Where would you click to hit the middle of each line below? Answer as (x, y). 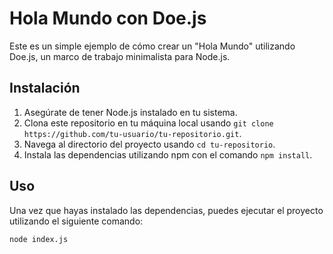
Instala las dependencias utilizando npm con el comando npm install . (168, 154)
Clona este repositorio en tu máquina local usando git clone (148, 123)
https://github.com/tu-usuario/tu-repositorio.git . (132, 133)
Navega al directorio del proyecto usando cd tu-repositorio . (149, 144)
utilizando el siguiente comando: (76, 221)
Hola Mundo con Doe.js (108, 18)
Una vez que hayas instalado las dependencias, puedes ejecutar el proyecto (166, 210)
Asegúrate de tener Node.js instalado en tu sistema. (130, 112)
